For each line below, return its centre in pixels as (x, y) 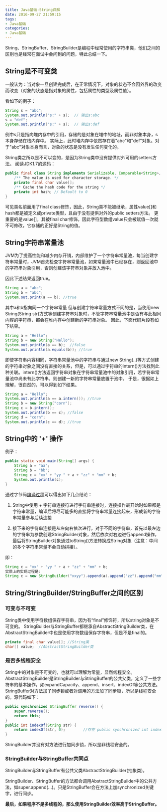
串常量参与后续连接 (32, 517)
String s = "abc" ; (24, 110)
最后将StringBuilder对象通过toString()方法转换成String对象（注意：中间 (85, 540)
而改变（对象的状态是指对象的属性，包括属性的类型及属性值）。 (69, 90)
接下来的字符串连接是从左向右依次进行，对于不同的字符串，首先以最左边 (86, 528)
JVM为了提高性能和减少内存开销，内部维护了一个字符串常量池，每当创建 (80, 255)
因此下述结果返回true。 (29, 279)
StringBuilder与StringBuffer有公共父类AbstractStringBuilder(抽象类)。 (76, 771)
